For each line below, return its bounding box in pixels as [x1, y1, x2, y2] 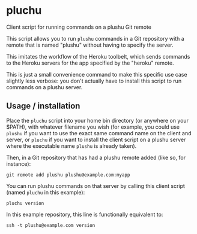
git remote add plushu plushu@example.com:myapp [6, 172, 130, 178]
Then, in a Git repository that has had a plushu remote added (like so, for [6, 154, 186, 161]
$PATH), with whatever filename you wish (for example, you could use [6, 123, 180, 130]
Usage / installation [6, 101, 80, 111]
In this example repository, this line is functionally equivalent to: [6, 211, 163, 218]
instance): [6, 160, 31, 168]
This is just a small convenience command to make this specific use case [6, 71, 187, 78]
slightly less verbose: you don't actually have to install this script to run [6, 77, 182, 84]
